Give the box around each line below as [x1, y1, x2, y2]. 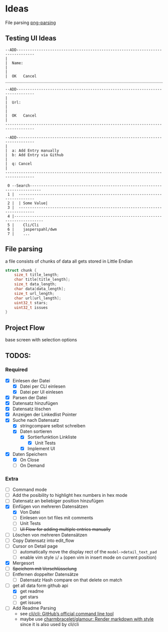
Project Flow [5, 323, 45, 332]
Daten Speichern [12, 451, 47, 457]
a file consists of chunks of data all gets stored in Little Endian [5, 258, 133, 264]
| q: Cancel [5, 161, 32, 166]
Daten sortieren [19, 428, 52, 434]
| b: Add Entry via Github [5, 152, 64, 158]
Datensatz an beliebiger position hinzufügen [12, 498, 104, 504]
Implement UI [27, 445, 55, 451]
